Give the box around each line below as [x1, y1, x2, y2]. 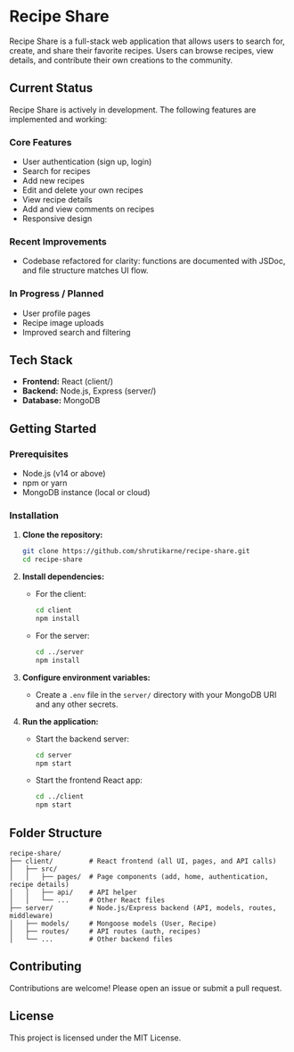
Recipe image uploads [21, 317, 104, 327]
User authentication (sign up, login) [21, 156, 152, 167]
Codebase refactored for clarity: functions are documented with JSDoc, [21, 256, 286, 267]
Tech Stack [9, 352, 73, 368]
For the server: [35, 630, 90, 641]
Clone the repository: [21, 529, 103, 541]
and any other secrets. [35, 699, 118, 709]
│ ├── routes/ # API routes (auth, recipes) [9, 927, 201, 936]
